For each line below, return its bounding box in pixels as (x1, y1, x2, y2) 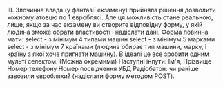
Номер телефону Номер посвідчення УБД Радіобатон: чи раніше (7, 65, 199, 72)
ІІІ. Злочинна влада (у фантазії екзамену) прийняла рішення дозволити (7, 6, 216, 14)
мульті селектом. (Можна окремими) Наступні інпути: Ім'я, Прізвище (7, 57, 212, 65)
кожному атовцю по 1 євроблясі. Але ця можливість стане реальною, (7, 13, 213, 21)
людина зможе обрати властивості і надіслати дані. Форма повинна (7, 28, 209, 36)
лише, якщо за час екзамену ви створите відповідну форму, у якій (7, 21, 203, 28)
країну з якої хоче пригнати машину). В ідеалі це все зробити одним (7, 50, 209, 58)
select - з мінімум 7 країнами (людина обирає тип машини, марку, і (7, 43, 207, 50)
